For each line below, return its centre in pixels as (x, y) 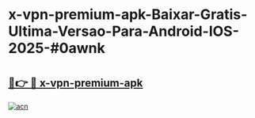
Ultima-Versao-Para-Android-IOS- (124, 31)
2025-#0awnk (57, 48)
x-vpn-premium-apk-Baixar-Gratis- (128, 15)
